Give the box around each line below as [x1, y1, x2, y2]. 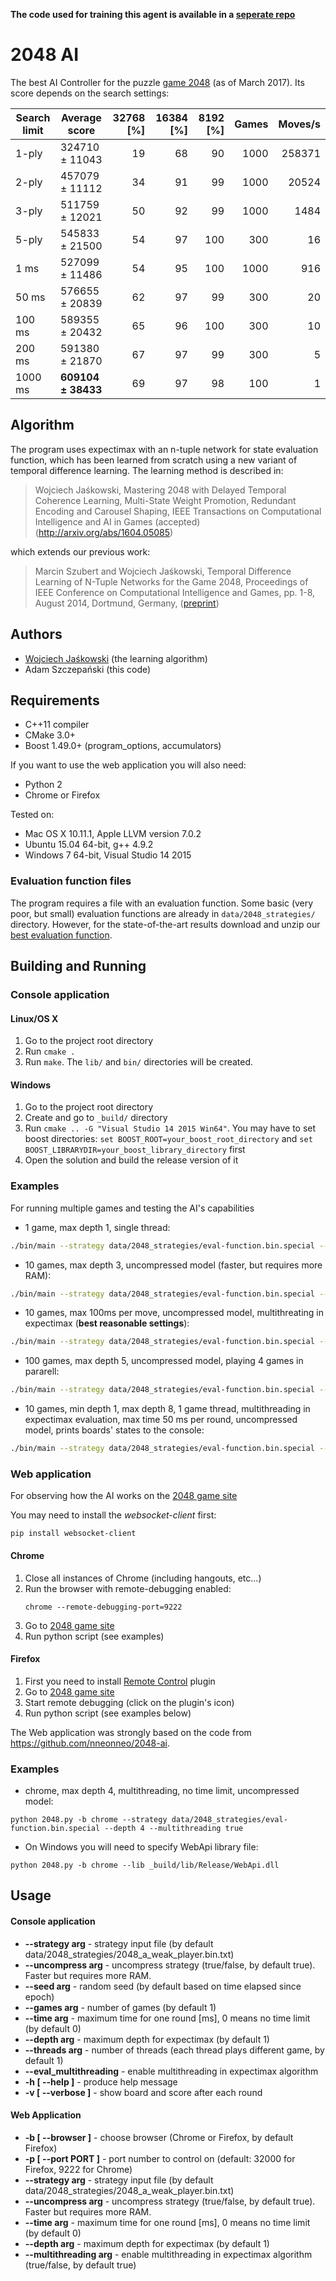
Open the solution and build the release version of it [24, 1154, 239, 1166]
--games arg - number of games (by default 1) [24, 2001, 217, 2013]
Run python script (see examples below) [24, 1707, 192, 1719]
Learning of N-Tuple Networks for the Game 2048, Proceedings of [34, 575, 309, 588]
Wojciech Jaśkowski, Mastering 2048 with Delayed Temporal [34, 484, 287, 496]
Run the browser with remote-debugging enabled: [24, 1582, 232, 1594]
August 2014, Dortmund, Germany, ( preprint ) [34, 597, 220, 609]
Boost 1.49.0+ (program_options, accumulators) [24, 740, 222, 752]
